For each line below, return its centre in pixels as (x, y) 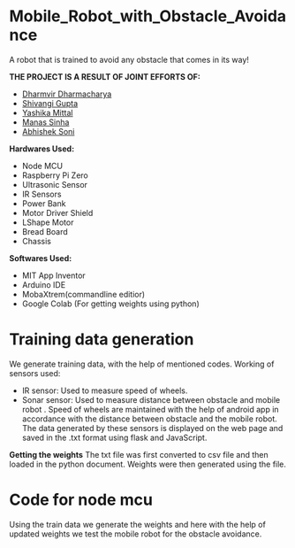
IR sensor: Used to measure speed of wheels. (105, 390)
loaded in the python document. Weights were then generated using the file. (148, 464)
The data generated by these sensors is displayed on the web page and (152, 428)
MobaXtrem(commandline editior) (83, 294)
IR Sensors (42, 194)
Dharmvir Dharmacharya (67, 94)
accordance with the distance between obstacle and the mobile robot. (150, 419)
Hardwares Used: (42, 149)
